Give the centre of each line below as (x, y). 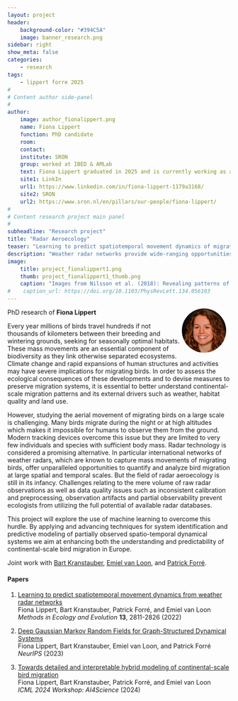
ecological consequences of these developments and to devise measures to (119, 378)
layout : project (31, 15)
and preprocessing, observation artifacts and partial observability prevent (115, 498)
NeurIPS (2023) (40, 654)
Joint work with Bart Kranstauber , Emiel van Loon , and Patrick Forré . (107, 563)
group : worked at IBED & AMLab (66, 164)
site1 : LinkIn (41, 179)
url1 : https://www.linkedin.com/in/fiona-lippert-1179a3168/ (112, 187)
